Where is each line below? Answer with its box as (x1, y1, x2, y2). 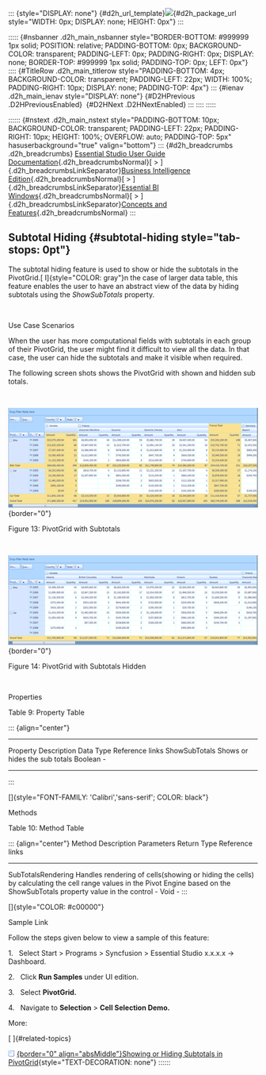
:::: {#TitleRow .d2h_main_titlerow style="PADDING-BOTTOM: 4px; (8, 66, 226, 75)
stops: (8, 243, 41, 257)
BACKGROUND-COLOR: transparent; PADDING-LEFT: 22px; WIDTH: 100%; (8, 75, 253, 83)
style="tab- (180, 231, 241, 245)
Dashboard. (8, 957, 47, 966)
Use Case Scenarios (8, 320, 75, 329)
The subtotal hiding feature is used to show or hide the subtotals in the (8, 264, 239, 274)
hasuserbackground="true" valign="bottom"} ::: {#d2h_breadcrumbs (8, 141, 234, 150)
